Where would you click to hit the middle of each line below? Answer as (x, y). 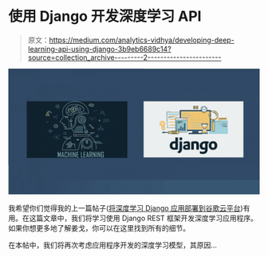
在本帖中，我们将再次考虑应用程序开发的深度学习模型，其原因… (113, 245)
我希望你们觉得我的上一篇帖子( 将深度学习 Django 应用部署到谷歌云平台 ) (126, 208)
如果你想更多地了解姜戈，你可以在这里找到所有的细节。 (99, 227)
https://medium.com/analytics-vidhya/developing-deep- (142, 40)
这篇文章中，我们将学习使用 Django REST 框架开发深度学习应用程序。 (143, 218)
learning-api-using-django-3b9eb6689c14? (99, 49)
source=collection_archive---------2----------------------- (124, 57)
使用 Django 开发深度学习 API (105, 16)
